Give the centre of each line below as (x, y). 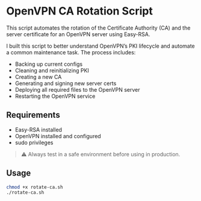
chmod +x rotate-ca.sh (35, 187)
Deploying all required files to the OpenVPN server (77, 89)
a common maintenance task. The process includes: (71, 52)
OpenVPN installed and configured (58, 136)
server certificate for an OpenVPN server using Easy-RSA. (78, 34)
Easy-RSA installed (38, 129)
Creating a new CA (38, 77)
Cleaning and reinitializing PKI (52, 70)
